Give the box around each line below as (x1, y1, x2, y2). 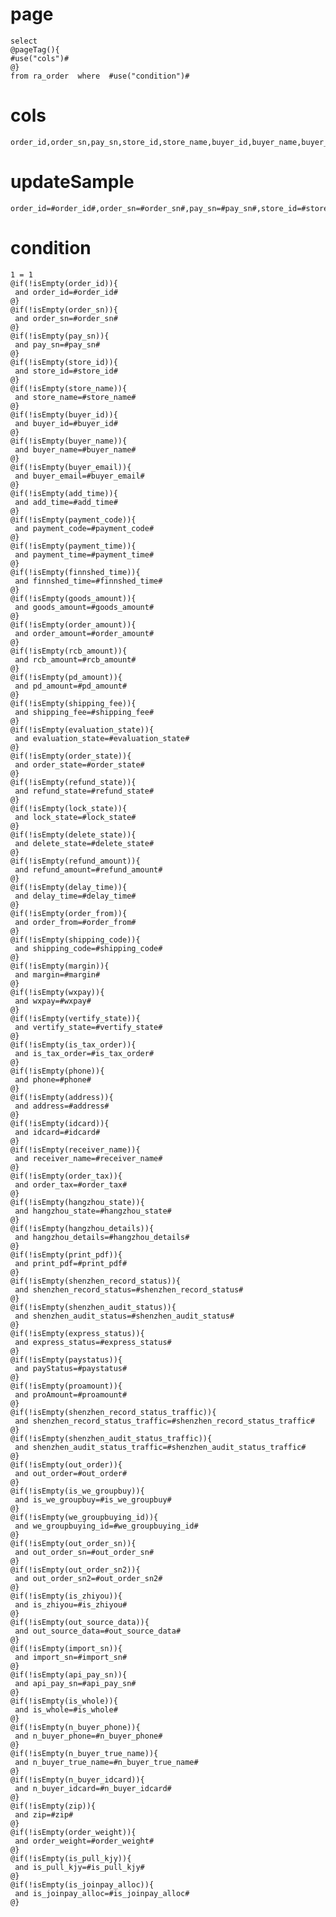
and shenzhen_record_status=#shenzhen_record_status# (14, 1284, 244, 1295)
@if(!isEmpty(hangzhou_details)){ (10, 1223, 155, 1233)
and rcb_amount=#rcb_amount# (14, 654, 137, 665)
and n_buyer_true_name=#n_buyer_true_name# (14, 1757, 199, 1767)
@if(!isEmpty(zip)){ (10, 1801, 97, 1811)
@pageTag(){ (10, 44, 60, 55)
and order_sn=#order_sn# (14, 313, 118, 323)
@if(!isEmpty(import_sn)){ (10, 1643, 123, 1653)
